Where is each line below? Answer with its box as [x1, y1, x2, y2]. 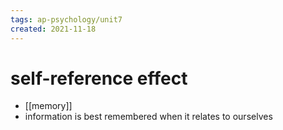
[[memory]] [24, 100, 73, 112]
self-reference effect [10, 67, 188, 90]
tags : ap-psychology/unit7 [10, 14, 123, 25]
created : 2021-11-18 [10, 24, 97, 34]
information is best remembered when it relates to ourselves [24, 111, 273, 123]
